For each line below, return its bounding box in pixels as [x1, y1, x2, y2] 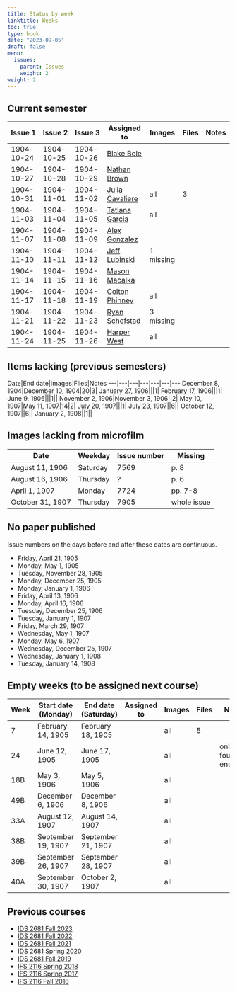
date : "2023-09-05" [7, 37, 65, 44]
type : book [7, 30, 39, 38]
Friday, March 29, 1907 [17, 621, 85, 630]
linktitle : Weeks [7, 17, 59, 24]
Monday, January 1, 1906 [17, 583, 90, 592]
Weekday [78, 450, 111, 460]
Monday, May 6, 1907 [17, 637, 80, 645]
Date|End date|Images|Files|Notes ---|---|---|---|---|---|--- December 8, [7, 380, 220, 387]
